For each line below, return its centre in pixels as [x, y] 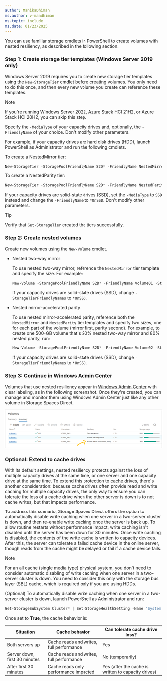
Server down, [21, 654]
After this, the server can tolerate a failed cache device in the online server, [82, 543]
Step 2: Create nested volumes [43, 238]
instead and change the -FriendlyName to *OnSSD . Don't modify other [75, 200]
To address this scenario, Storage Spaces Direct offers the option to [75, 511]
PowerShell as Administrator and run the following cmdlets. [66, 147]
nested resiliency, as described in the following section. [62, 46]
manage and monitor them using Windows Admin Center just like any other [82, 397]
